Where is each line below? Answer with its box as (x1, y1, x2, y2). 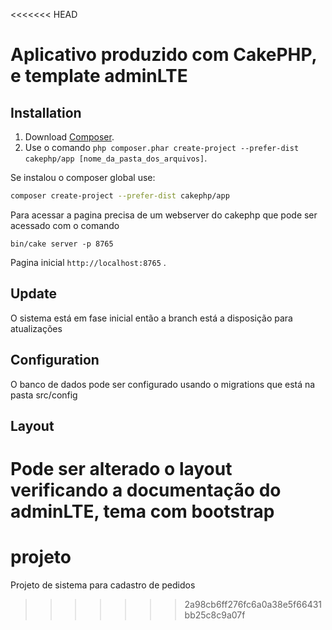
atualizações (10, 322, 63, 334)
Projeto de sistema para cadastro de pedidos (10, 579, 196, 591)
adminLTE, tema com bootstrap (10, 500, 275, 523)
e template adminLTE (10, 65, 188, 88)
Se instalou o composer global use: (10, 172, 156, 183)
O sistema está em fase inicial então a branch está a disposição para (10, 312, 293, 324)
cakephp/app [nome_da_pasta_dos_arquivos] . (24, 152, 208, 164)
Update (10, 285, 58, 303)
